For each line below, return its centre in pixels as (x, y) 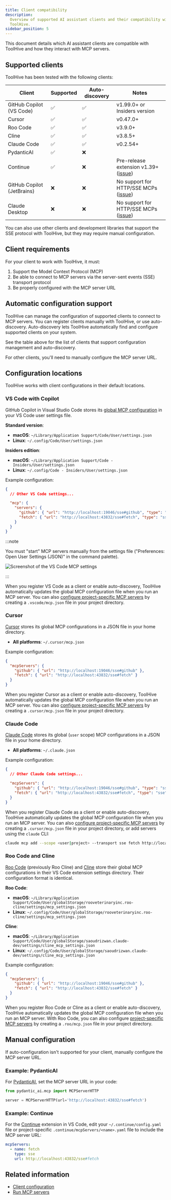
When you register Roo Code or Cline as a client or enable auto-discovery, (83, 1007)
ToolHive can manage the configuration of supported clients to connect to (83, 316)
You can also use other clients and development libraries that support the (82, 228)
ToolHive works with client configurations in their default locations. (75, 385)
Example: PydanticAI (32, 1071)
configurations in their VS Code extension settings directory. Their (75, 872)
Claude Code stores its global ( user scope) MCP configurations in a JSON (83, 735)
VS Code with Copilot (32, 399)
